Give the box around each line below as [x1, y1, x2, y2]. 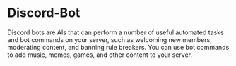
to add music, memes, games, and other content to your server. [7, 51, 193, 59]
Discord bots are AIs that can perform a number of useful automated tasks [7, 28, 224, 37]
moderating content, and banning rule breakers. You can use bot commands [7, 43, 230, 51]
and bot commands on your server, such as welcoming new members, [7, 35, 212, 44]
